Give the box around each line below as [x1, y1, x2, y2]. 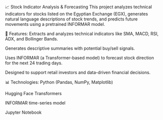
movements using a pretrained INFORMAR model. [5, 21, 105, 27]
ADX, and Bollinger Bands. [5, 36, 58, 41]
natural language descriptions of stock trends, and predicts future [5, 16, 138, 22]
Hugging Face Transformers [5, 91, 62, 96]
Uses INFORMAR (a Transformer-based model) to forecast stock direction [5, 55, 154, 60]
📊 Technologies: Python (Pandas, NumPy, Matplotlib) [5, 80, 114, 85]
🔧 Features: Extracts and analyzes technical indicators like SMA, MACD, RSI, [5, 31, 159, 37]
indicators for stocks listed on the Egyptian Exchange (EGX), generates [5, 11, 148, 17]
